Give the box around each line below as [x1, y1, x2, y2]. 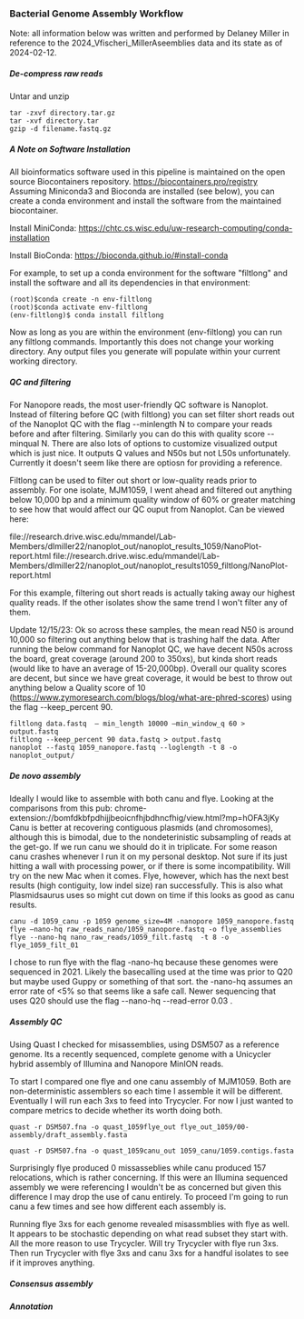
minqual [9, 438, 40, 449]
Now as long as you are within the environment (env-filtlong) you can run [9, 326, 283, 338]
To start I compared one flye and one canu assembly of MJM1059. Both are [9, 1076, 292, 1087]
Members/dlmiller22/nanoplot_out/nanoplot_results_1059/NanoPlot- [9, 541, 262, 552]
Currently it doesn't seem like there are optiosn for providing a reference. [9, 457, 283, 468]
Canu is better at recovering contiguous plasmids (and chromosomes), [9, 822, 274, 834]
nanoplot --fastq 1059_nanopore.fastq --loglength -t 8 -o [9, 744, 238, 753]
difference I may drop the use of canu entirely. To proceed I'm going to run [9, 1192, 289, 1203]
